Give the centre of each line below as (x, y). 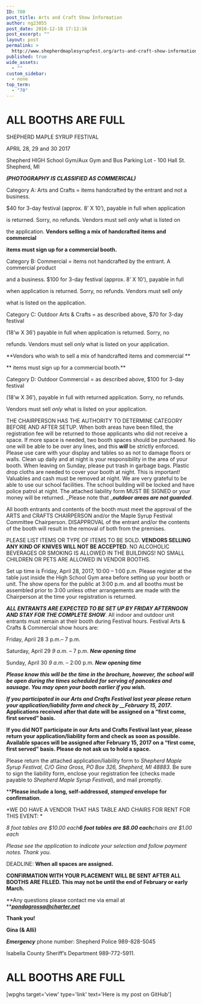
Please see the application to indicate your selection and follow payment (96, 845)
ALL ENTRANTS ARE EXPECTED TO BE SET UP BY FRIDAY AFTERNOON (97, 608)
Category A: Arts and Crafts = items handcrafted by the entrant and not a (97, 190)
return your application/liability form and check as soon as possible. (93, 736)
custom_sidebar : (26, 74)
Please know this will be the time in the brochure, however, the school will (100, 674)
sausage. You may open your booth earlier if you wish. (76, 687)
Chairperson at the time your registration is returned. (72, 596)
